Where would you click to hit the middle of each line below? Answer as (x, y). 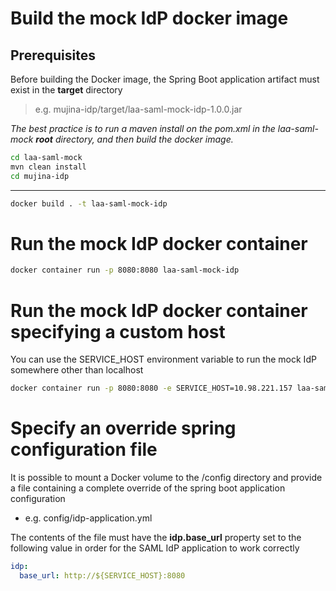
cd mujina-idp (40, 176)
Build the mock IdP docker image (149, 18)
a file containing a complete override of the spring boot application (148, 488)
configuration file (84, 449)
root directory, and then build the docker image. (134, 139)
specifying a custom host (118, 331)
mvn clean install (48, 167)
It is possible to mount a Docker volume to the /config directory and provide (166, 478)
